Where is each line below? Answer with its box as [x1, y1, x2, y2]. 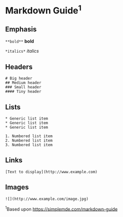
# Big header [5, 76, 33, 81]
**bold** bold [5, 38, 34, 44]
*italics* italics [5, 48, 39, 54]
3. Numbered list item [5, 142, 53, 147]
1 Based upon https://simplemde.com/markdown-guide [5, 205, 118, 212]
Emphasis [5, 25, 37, 33]
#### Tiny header [5, 89, 42, 94]
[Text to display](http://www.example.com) [5, 169, 98, 174]
